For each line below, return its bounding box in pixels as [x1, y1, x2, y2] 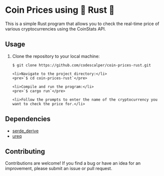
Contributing [5, 147, 45, 155]
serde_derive [12, 128, 39, 134]
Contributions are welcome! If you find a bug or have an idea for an [5, 160, 141, 166]
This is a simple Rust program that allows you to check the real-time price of [5, 21, 160, 27]
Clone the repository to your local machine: [12, 53, 100, 59]
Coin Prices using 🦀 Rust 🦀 [5, 4, 115, 16]
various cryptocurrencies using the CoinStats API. [5, 26, 107, 31]
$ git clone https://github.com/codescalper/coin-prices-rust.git [12, 62, 151, 68]
